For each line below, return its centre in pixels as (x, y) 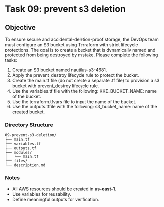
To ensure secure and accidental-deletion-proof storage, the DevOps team (82, 39)
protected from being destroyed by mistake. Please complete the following (82, 55)
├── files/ (16, 161)
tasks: (11, 60)
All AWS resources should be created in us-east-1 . (64, 189)
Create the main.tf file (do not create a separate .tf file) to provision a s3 (86, 80)
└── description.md (25, 165)
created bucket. (29, 112)
